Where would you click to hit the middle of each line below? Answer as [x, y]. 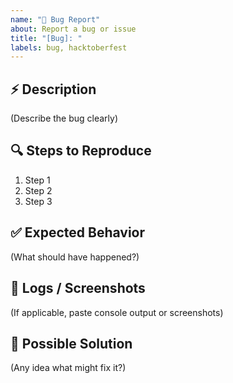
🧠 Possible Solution [71, 343]
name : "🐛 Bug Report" [55, 19]
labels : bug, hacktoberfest [69, 47]
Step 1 [37, 180]
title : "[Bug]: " [46, 38]
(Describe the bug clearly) [64, 118]
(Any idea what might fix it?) [68, 368]
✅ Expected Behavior [78, 232]
